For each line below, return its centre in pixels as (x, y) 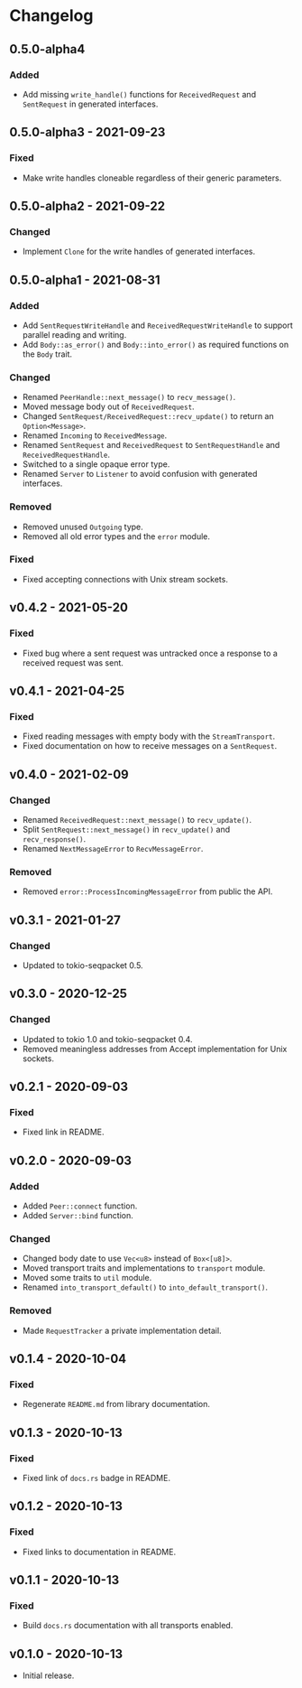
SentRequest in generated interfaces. (90, 104)
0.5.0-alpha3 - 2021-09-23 (87, 132)
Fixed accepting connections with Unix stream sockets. (125, 579)
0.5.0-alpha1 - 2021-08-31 (85, 280)
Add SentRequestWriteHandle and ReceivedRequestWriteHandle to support (157, 325)
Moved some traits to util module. (87, 1278)
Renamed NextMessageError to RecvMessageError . (113, 848)
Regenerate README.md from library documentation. (116, 1404)
